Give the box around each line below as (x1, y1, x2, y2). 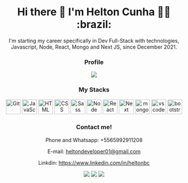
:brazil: (76, 18, 112, 31)
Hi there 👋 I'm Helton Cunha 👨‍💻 (17, 5, 171, 19)
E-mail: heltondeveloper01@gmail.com (47, 148, 141, 155)
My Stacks (78, 86, 110, 94)
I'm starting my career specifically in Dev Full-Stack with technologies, (9, 37, 179, 44)
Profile (84, 58, 104, 66)
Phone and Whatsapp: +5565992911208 (45, 136, 143, 143)
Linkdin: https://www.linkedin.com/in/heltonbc (38, 159, 150, 166)
